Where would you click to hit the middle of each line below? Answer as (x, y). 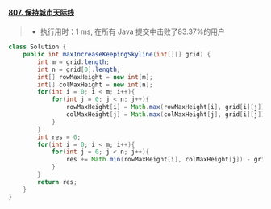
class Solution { (38, 47)
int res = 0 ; (59, 137)
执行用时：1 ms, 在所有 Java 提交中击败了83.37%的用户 (133, 31)
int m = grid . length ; (74, 62)
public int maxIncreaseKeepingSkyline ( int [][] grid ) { (117, 55)
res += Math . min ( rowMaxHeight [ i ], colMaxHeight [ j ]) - (158, 160)
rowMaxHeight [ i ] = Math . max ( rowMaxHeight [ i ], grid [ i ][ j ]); (167, 107)
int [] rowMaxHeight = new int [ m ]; (95, 77)
